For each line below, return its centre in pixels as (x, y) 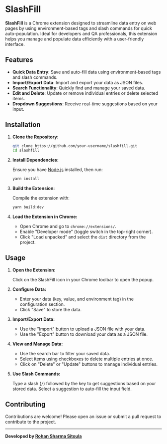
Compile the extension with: (41, 198)
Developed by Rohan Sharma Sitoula (43, 436)
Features (19, 60)
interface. (15, 44)
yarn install (26, 179)
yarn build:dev (28, 207)
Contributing (25, 404)
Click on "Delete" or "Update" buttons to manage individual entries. (89, 364)
